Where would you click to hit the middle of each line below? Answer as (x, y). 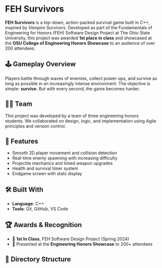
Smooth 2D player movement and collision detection (64, 153)
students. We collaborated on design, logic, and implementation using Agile (81, 121)
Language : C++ (28, 204)
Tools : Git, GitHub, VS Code (40, 209)
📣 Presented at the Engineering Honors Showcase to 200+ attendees (82, 244)
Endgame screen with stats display (47, 174)
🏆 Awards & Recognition (44, 225)
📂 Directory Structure (38, 259)
